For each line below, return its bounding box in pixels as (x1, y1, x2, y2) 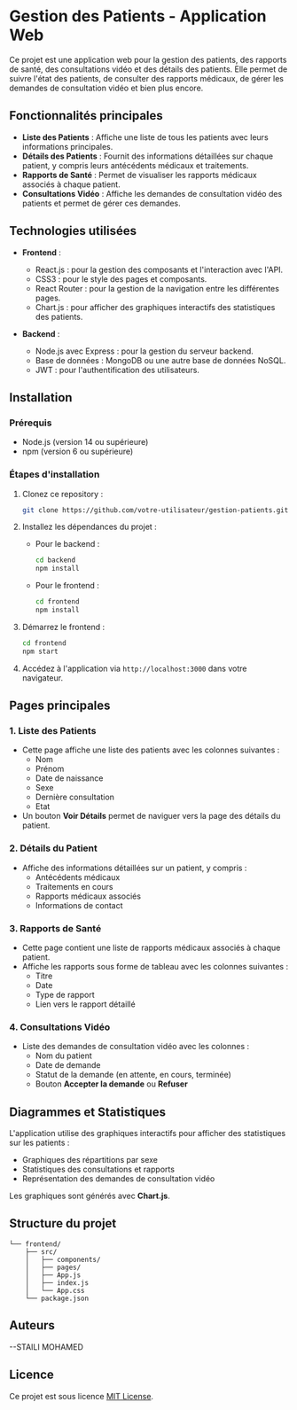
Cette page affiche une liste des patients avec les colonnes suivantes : (21, 744, 280, 755)
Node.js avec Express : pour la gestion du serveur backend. (35, 346, 254, 356)
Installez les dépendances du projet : (21, 521, 157, 533)
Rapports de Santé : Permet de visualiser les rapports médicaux (21, 169, 257, 180)
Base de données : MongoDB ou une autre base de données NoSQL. (35, 354, 286, 365)
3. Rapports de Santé (9, 922, 102, 934)
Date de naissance (35, 773, 104, 783)
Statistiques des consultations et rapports (21, 1164, 176, 1175)
